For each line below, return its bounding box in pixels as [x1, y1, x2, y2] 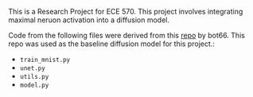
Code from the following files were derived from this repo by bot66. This [8, 31, 245, 40]
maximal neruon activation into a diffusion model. [8, 15, 169, 25]
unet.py [19, 64, 45, 72]
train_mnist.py [19, 56, 71, 64]
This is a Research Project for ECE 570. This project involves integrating [8, 7, 243, 16]
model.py [19, 81, 49, 89]
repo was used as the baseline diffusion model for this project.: [8, 39, 215, 48]
